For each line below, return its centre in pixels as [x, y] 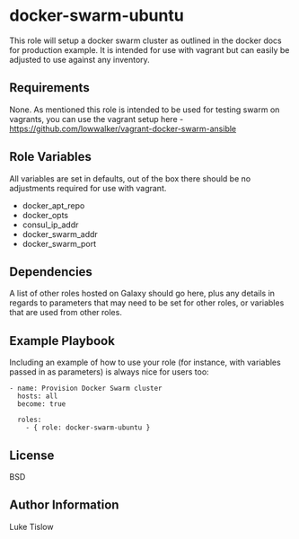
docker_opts [45, 215]
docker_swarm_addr [60, 234]
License [32, 455]
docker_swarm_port [59, 243]
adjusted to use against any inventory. [79, 59]
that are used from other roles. [66, 313]
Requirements [49, 88]
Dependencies [51, 272]
